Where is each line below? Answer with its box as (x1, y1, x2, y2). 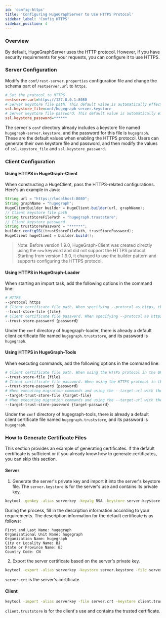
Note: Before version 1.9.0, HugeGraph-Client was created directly (17, 242, 152, 248)
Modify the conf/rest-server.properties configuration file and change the (5, 77, 157, 83)
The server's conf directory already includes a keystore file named (5, 125, 140, 131)
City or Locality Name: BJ (5, 541, 61, 546)
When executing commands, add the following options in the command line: (5, 360, 160, 366)
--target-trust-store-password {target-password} (5, 402, 110, 407)
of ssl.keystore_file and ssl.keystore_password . (5, 146, 106, 152)
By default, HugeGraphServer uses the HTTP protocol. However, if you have (5, 49, 160, 55)
